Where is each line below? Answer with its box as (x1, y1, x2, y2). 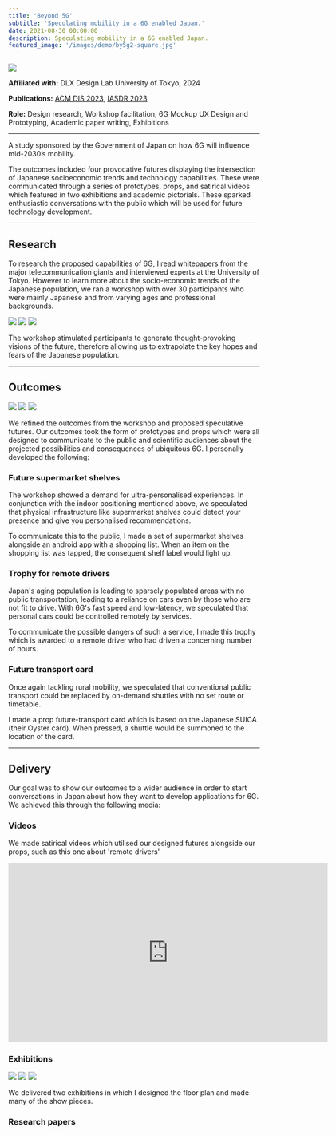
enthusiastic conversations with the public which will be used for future (8, 199, 243, 208)
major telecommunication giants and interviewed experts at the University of (8, 267, 259, 276)
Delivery (8, 762, 52, 776)
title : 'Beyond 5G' (8, 11, 73, 20)
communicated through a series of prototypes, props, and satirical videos (8, 181, 250, 192)
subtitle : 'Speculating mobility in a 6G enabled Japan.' (8, 19, 205, 27)
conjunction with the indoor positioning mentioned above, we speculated (8, 499, 248, 508)
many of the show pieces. (8, 1097, 93, 1106)
